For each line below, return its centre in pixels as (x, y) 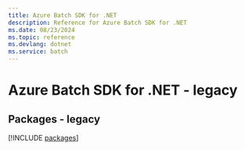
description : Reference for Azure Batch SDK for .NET (98, 23)
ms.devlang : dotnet (40, 45)
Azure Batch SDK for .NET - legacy (123, 90)
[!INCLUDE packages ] (43, 138)
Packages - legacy (54, 119)
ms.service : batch (38, 52)
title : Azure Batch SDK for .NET (63, 15)
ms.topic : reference (42, 37)
